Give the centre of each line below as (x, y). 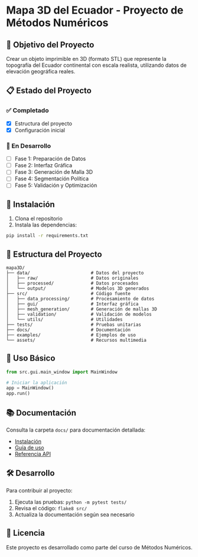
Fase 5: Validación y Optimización (56, 185)
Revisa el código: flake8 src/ (51, 508)
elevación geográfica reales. (41, 71)
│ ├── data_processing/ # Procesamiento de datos (80, 299)
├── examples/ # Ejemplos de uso (71, 335)
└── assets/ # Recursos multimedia (76, 340)
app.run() (18, 394)
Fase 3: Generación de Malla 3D (54, 172)
